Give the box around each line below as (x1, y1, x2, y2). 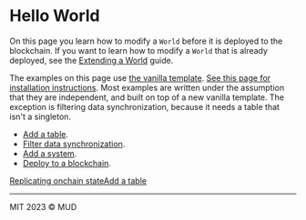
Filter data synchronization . (22, 138, 126, 149)
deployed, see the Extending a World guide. (9, 55, 174, 65)
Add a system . (22, 147, 77, 159)
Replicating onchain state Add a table (9, 175, 148, 186)
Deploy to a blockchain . (22, 157, 112, 168)
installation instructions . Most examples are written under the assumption (9, 82, 285, 93)
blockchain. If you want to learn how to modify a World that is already (9, 45, 269, 55)
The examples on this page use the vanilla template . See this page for (9, 72, 271, 83)
